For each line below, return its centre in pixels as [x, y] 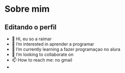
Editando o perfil [31, 27]
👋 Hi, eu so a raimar [32, 39]
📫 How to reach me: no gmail [42, 60]
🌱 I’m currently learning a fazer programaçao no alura [66, 49]
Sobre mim [27, 9]
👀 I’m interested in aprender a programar [53, 44]
